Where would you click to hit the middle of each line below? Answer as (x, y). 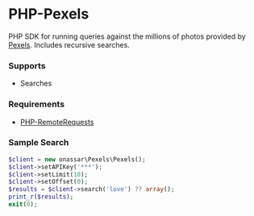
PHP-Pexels (49, 14)
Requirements (37, 104)
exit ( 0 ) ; (23, 205)
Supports (27, 65)
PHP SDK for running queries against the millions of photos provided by (127, 36)
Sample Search (39, 143)
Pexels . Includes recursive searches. (69, 44)
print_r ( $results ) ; (41, 197)
